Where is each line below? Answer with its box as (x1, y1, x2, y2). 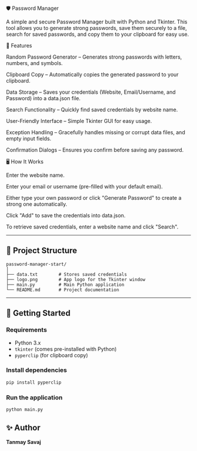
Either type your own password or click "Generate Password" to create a (6, 194, 182, 201)
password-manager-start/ (6, 261, 67, 267)
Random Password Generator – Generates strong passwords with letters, (6, 53, 182, 60)
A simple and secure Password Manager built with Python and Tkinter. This (6, 18, 188, 25)
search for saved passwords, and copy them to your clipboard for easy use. (6, 31, 189, 37)
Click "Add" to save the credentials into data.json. (6, 212, 126, 218)
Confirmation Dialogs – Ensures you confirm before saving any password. (6, 146, 184, 153)
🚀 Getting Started (6, 308, 71, 318)
